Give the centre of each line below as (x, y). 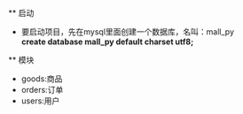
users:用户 (40, 101)
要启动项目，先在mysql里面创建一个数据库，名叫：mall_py (128, 32)
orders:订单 (42, 90)
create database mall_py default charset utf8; (107, 42)
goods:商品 (42, 79)
